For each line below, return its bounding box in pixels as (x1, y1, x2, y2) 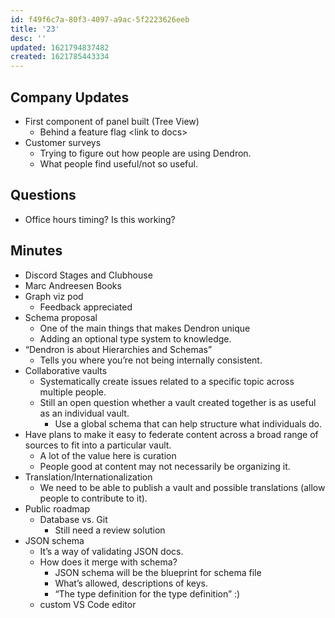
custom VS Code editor (39, 598, 137, 610)
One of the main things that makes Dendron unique (39, 322, 251, 334)
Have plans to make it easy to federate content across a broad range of (24, 428, 319, 440)
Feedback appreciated (39, 301, 133, 313)
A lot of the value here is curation (39, 449, 177, 461)
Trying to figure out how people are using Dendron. (39, 147, 252, 159)
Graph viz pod (24, 290, 84, 302)
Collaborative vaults (24, 364, 108, 376)
